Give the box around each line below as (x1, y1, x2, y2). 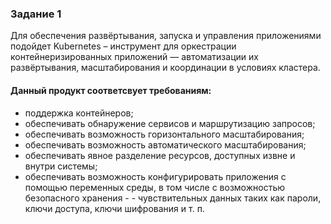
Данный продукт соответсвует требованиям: (10, 84, 212, 96)
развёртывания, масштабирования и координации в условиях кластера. (10, 62, 321, 74)
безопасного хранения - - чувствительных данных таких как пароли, (24, 192, 322, 204)
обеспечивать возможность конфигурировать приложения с (24, 170, 287, 182)
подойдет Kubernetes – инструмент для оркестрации (10, 40, 237, 52)
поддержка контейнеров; (24, 107, 134, 119)
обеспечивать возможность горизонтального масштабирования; (24, 128, 305, 140)
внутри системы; (24, 160, 98, 172)
